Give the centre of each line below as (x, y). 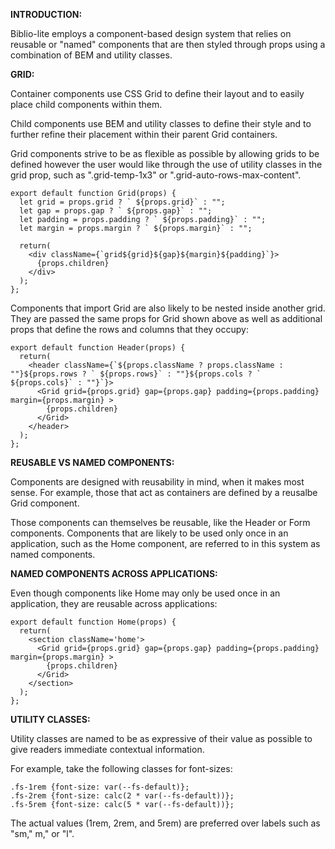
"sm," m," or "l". (42, 833)
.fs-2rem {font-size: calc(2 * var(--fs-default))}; (122, 796)
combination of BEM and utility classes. (91, 55)
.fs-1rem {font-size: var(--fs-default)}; (100, 787)
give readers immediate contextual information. (107, 749)
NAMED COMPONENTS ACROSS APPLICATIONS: (114, 573)
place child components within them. (86, 104)
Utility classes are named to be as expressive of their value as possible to (161, 738)
